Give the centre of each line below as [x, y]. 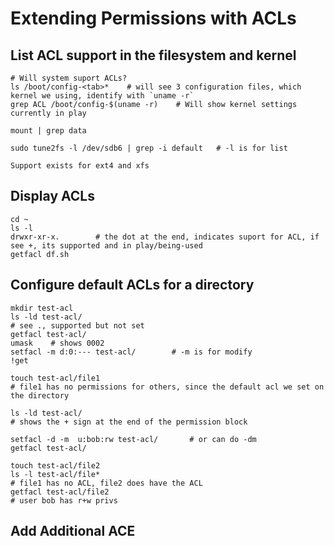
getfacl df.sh [40, 254]
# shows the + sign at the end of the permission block [129, 422]
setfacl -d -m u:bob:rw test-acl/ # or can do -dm [133, 439]
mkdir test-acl [42, 308]
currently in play [48, 113]
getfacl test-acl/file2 [60, 492]
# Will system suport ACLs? [69, 78]
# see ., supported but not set [77, 325]
